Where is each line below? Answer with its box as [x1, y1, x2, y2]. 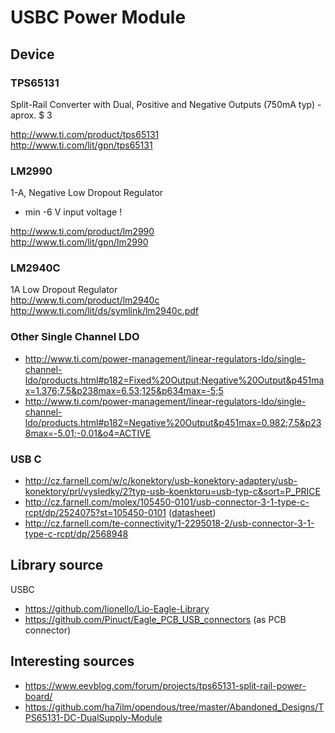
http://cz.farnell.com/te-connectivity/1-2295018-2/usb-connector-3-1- [24, 517, 315, 530]
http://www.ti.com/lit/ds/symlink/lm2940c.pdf [10, 305, 200, 317]
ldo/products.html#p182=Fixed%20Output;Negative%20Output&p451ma [24, 374, 325, 386]
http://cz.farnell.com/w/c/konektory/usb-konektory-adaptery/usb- [24, 475, 298, 487]
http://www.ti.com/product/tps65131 [10, 128, 160, 140]
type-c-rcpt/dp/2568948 [24, 528, 129, 540]
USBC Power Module [10, 6, 187, 29]
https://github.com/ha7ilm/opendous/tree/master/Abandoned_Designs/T [24, 701, 325, 713]
